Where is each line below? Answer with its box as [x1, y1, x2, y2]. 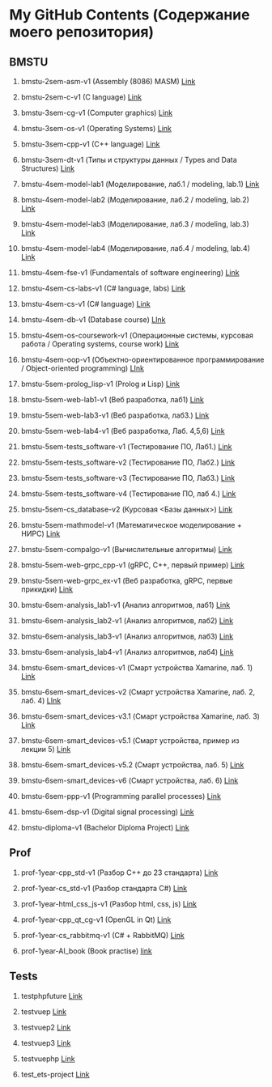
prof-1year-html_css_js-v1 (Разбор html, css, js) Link [20, 898, 198, 908]
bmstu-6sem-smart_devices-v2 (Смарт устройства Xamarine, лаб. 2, [20, 687, 256, 697]
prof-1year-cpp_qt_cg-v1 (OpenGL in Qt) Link [20, 915, 172, 924]
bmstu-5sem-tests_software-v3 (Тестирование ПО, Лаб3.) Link [20, 473, 236, 482]
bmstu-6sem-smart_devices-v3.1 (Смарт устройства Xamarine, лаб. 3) [20, 711, 260, 721]
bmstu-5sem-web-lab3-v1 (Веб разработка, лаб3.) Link [20, 410, 210, 420]
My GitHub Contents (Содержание [9, 6, 250, 24]
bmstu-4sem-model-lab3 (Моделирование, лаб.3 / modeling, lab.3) [20, 219, 249, 228]
